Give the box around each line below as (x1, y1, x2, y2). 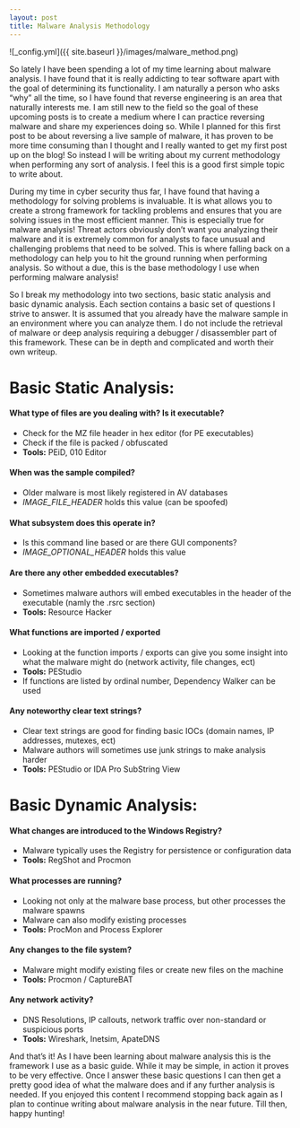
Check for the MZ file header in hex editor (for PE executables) (21, 427, 254, 438)
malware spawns (21, 905, 85, 915)
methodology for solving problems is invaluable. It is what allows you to (9, 195, 273, 206)
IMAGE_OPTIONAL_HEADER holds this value (21, 547, 186, 557)
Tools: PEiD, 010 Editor (21, 446, 107, 458)
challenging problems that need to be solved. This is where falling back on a (9, 243, 291, 254)
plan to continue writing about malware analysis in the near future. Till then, (9, 1098, 288, 1109)
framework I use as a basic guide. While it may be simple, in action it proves (9, 1060, 289, 1071)
